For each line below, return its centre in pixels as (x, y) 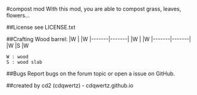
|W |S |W (18, 46)
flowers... (18, 15)
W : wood (17, 57)
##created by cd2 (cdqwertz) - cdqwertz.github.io (70, 85)
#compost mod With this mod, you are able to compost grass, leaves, (94, 9)
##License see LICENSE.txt (41, 27)
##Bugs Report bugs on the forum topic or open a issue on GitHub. (91, 74)
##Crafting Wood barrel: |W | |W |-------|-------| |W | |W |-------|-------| (99, 39)
